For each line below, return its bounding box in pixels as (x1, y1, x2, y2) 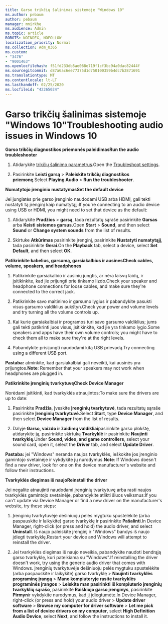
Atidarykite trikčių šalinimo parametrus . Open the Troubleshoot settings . (12, 162, 160, 168)
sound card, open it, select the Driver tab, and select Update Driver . (12, 441, 154, 448)
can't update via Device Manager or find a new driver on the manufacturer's (5, 498, 162, 504)
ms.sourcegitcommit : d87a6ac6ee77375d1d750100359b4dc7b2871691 (5, 68, 140, 73)
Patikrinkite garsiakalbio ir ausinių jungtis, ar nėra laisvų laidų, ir (12, 273, 144, 279)
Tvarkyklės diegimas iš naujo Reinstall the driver (5, 477, 108, 483)
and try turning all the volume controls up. (12, 309, 99, 315)
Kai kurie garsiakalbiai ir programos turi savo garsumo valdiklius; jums (12, 319, 157, 325)
